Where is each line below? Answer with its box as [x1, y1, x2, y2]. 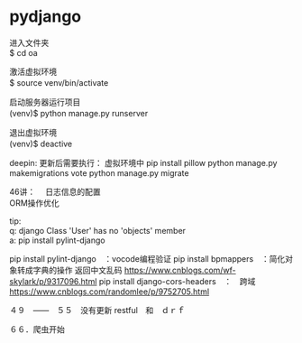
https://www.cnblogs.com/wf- [124, 264, 236, 275]
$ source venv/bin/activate [9, 77, 109, 88]
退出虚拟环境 [9, 126, 57, 137]
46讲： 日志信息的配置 [9, 186, 101, 197]
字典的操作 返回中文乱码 [32, 264, 123, 275]
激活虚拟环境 [9, 66, 57, 77]
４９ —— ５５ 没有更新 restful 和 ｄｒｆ [9, 304, 186, 315]
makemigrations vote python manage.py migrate [9, 167, 189, 178]
